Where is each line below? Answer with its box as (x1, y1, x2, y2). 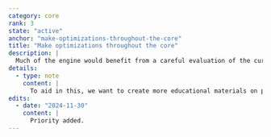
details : (8, 64, 38, 73)
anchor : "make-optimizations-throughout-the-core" (8, 34, 182, 43)
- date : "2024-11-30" (15, 102, 89, 110)
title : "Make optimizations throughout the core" (8, 42, 179, 50)
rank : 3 (8, 19, 35, 27)
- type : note (15, 72, 60, 80)
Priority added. (29, 117, 85, 125)
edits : (8, 94, 31, 102)
